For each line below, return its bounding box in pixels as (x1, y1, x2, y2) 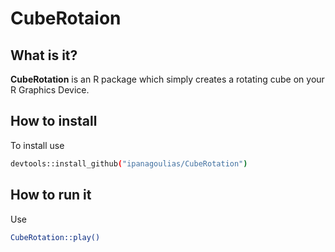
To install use (10, 139, 65, 151)
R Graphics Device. (10, 84, 90, 96)
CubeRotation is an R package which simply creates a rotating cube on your (10, 73, 325, 85)
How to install (10, 113, 98, 130)
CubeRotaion (10, 7, 122, 30)
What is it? (10, 47, 78, 64)
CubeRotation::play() (10, 232, 101, 242)
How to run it (10, 187, 92, 204)
